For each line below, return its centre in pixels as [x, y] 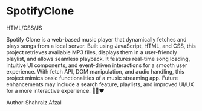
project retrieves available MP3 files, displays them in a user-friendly [92, 52]
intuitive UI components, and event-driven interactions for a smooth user [97, 65]
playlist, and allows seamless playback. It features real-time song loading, [98, 59]
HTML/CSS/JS [24, 28]
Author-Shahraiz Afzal [34, 102]
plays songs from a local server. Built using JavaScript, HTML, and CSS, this [101, 46]
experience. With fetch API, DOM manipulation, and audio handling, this [95, 71]
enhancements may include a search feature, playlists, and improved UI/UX [100, 84]
